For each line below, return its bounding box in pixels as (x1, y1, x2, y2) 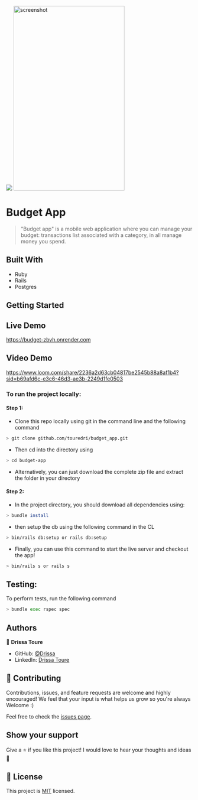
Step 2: (6, 488, 25, 495)
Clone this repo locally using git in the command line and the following (14, 417, 186, 425)
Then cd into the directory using (14, 446, 93, 453)
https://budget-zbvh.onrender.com (6, 336, 91, 343)
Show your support (6, 730, 79, 740)
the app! (14, 551, 35, 558)
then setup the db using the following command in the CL (14, 523, 155, 530)
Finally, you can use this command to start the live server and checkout (14, 545, 189, 552)
